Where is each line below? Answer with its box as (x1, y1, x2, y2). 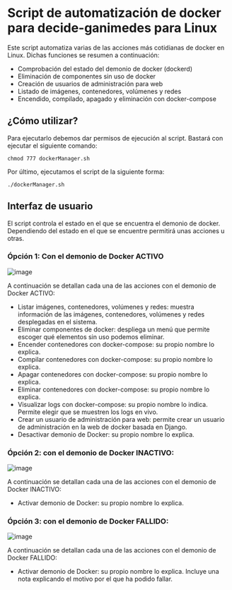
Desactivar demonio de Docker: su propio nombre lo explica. (17, 430, 195, 439)
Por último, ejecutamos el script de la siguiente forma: (7, 167, 165, 176)
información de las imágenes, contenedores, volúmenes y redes (17, 309, 205, 319)
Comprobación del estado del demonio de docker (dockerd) (17, 64, 193, 73)
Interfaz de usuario (7, 200, 93, 213)
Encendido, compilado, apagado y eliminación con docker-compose (17, 94, 217, 103)
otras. (7, 234, 25, 242)
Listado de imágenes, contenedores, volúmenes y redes (17, 87, 182, 95)
